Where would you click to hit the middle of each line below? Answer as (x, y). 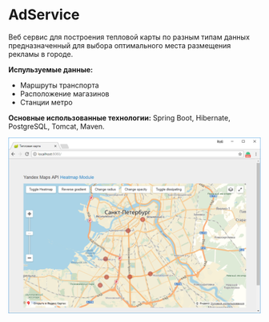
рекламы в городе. (41, 54)
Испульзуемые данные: (51, 69)
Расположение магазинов (64, 93)
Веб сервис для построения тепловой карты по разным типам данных (129, 37)
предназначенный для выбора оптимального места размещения (120, 45)
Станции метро (46, 102)
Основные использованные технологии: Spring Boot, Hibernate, (119, 117)
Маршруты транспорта (59, 85)
